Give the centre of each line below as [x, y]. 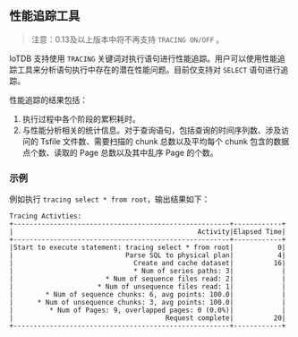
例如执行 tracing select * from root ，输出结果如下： [110, 199]
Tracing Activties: [46, 216]
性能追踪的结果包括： [48, 99]
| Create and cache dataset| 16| [148, 264]
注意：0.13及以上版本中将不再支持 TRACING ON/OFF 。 [128, 39]
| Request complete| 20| [148, 318]
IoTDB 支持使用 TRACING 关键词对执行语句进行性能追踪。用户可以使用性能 [144, 58]
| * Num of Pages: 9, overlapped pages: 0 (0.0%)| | [148, 311]
